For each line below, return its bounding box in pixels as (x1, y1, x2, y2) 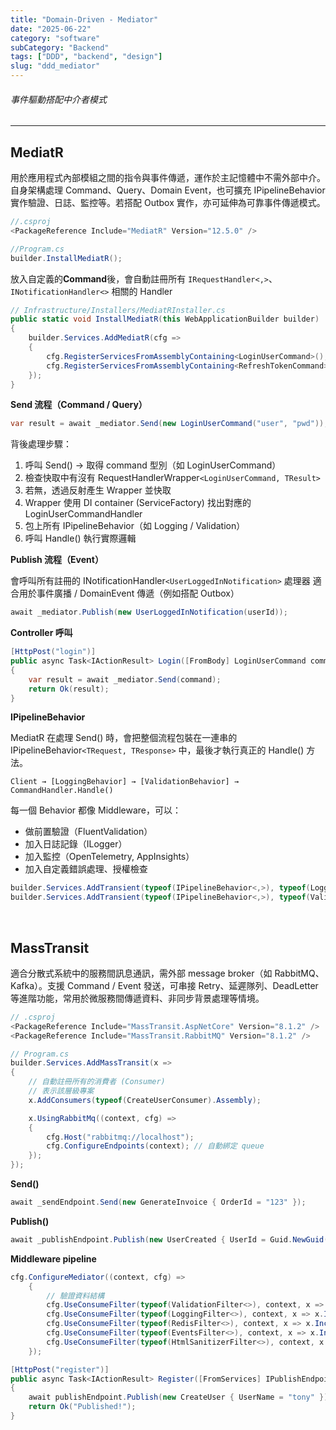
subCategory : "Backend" (10, 42, 110, 53)
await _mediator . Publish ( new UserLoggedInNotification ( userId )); (10, 607, 288, 618)
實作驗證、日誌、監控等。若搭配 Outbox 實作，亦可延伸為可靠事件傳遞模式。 (10, 197, 326, 209)
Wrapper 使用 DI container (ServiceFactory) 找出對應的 (24, 497, 252, 509)
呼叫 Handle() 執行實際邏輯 (24, 532, 137, 545)
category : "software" (10, 33, 101, 43)
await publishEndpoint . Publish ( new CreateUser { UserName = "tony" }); (28, 1392, 333, 1403)
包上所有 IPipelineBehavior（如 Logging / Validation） (24, 520, 246, 532)
